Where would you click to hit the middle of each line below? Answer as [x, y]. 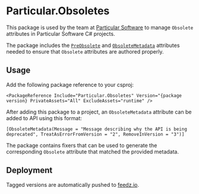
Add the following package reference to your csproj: [70, 85]
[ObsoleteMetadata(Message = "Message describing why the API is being [97, 129]
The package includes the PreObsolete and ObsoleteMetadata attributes [93, 45]
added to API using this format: [44, 118]
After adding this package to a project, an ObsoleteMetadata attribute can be [99, 112]
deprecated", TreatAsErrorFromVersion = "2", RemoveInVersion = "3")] [95, 134]
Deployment [29, 170]
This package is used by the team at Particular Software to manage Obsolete [100, 27]
